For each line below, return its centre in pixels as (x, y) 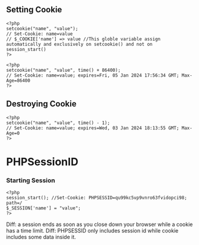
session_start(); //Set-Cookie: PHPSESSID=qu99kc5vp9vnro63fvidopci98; (97, 198)
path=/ (14, 203)
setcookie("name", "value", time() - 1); (58, 123)
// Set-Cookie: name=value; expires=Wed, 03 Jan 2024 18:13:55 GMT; (93, 128)
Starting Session (31, 180)
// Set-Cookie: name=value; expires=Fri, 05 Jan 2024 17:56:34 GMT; (93, 75)
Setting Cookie (34, 10)
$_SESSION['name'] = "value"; (44, 208)
